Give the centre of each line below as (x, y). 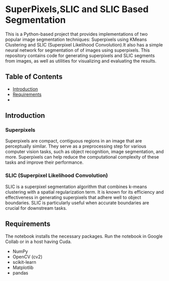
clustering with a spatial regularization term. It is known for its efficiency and (84, 192)
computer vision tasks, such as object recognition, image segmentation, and (84, 152)
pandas (20, 273)
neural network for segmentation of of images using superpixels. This (78, 50)
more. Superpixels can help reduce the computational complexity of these (82, 157)
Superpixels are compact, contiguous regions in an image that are (74, 141)
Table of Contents (34, 77)
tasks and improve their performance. (44, 162)
